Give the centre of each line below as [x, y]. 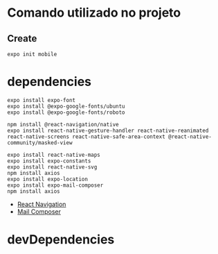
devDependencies [61, 240]
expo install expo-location [48, 179]
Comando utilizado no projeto [94, 13]
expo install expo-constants [49, 161]
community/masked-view [40, 143]
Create [22, 39]
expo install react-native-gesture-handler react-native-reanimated [108, 130]
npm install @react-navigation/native [63, 124]
